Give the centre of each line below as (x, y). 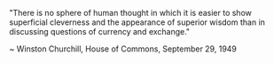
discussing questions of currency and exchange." (100, 31)
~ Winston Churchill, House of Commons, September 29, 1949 (123, 49)
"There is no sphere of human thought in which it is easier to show (131, 13)
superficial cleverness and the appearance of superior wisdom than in (137, 22)
